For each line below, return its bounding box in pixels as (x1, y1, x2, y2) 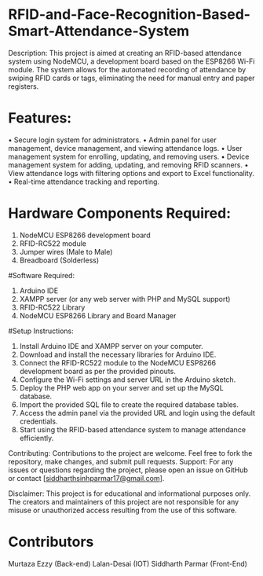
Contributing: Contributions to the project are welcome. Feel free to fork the (8, 448, 253, 457)
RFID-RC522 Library (19, 303, 86, 312)
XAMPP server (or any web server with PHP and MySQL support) (19, 294, 231, 303)
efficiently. (19, 433, 54, 442)
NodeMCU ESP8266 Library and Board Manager (19, 310, 177, 320)
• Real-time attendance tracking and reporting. (8, 177, 159, 186)
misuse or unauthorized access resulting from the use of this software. (8, 505, 237, 515)
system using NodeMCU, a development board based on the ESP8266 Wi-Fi (8, 57, 255, 66)
